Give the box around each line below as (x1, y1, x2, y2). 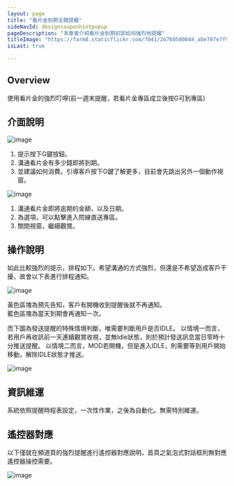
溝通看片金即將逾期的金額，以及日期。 (17, 204, 127, 213)
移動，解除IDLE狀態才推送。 (7, 350, 88, 359)
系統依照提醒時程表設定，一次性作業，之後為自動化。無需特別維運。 (7, 406, 203, 415)
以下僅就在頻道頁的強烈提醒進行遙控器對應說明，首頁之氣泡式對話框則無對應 (7, 448, 227, 457)
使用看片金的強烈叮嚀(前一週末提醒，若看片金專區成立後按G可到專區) (7, 93, 205, 102)
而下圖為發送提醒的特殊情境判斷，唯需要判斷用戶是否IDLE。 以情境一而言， (7, 324, 224, 333)
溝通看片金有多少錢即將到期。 (17, 158, 103, 167)
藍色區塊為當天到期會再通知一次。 (7, 310, 105, 318)
